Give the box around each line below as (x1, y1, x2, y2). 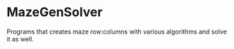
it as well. (6, 34, 35, 43)
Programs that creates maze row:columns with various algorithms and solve (6, 27, 227, 36)
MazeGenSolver (6, 4, 103, 20)
